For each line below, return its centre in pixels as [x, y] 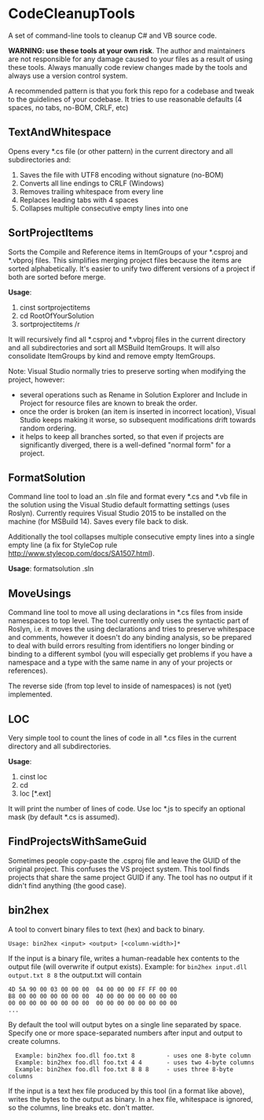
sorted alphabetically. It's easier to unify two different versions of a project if [132, 269]
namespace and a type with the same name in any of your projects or [121, 662]
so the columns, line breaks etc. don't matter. [81, 1107]
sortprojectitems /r [49, 324]
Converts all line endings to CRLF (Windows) [92, 183]
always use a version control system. [68, 75]
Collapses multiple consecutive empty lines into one [104, 208]
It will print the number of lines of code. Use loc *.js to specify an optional [127, 809]
